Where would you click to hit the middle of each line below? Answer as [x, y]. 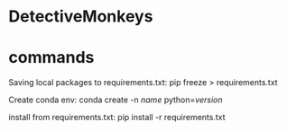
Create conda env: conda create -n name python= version [116, 100]
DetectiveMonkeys [81, 17]
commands [51, 58]
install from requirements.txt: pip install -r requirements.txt [117, 118]
